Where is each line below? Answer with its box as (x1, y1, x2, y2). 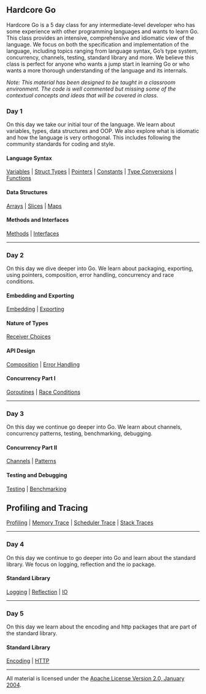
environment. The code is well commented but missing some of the (6, 85, 177, 92)
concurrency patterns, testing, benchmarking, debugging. (6, 430, 153, 437)
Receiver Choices (6, 333, 51, 341)
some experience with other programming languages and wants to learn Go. (6, 28, 199, 35)
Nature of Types (6, 319, 49, 326)
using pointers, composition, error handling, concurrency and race (6, 271, 174, 279)
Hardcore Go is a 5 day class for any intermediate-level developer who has (6, 21, 196, 28)
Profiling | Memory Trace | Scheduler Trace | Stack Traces (6, 519, 154, 526)
